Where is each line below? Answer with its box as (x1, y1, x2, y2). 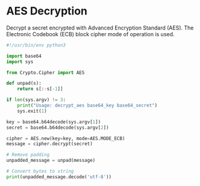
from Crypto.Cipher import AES (6, 69, 85, 76)
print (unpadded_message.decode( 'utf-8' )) (6, 173, 112, 180)
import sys (6, 58, 34, 64)
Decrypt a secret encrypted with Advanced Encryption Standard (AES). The (6, 24, 194, 31)
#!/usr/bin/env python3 (6, 42, 66, 48)
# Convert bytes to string (6, 169, 74, 175)
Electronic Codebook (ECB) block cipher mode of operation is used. (6, 30, 175, 37)
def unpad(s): (6, 80, 42, 87)
